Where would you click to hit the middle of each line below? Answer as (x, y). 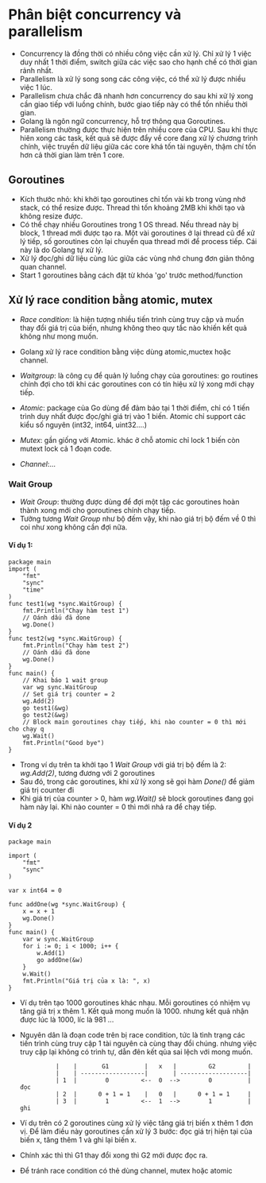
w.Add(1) (51, 953)
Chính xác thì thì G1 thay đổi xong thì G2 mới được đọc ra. (114, 1155)
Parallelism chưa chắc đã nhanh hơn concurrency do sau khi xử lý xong (137, 95)
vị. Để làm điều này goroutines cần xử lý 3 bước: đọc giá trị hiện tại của (136, 1131)
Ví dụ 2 (20, 825)
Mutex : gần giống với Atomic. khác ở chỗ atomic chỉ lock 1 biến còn (130, 440)
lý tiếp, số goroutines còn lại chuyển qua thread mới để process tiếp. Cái (138, 241)
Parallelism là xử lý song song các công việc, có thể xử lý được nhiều (133, 79)
